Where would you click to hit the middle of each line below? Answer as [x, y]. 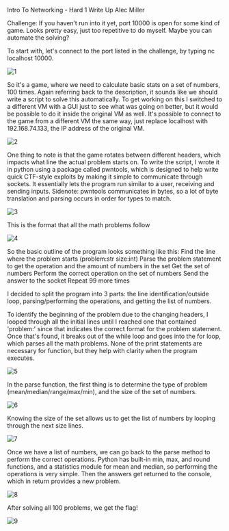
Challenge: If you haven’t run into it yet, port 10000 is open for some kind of [113, 23]
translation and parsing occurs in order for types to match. [90, 198]
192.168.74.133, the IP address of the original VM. [76, 128]
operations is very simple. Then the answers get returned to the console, [109, 474]
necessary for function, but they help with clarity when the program [102, 351]
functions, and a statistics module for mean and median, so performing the [112, 467]
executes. [21, 358]
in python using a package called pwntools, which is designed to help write [113, 169]
